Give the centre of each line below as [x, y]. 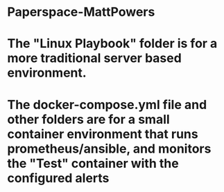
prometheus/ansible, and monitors [109, 148]
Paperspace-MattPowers [81, 12]
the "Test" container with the [93, 163]
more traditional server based [94, 58]
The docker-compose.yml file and [107, 105]
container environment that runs [103, 134]
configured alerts [58, 178]
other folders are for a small [88, 119]
